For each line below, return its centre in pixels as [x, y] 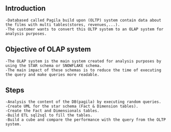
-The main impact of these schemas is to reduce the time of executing [83, 70]
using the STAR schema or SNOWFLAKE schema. [54, 65]
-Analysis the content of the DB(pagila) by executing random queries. [83, 102]
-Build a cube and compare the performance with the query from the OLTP [86, 120]
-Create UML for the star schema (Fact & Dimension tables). [72, 106]
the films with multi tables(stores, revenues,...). [63, 25]
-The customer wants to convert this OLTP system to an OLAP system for [84, 29]
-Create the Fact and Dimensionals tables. [52, 111]
